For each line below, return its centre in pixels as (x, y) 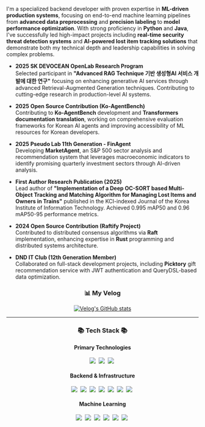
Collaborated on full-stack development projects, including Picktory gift (106, 264)
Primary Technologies (103, 347)
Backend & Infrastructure (103, 376)
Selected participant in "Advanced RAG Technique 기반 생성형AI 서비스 (104, 73)
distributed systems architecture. (57, 246)
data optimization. (38, 277)
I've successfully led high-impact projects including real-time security (95, 35)
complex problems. (31, 54)
